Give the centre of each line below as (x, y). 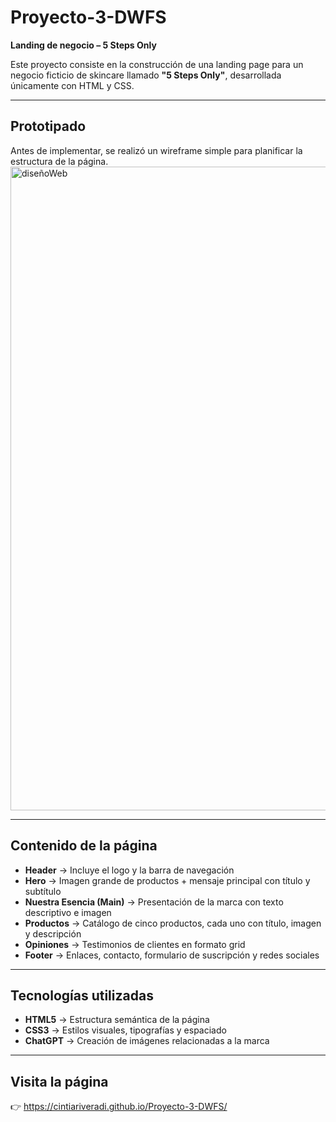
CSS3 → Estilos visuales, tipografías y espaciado (125, 1030)
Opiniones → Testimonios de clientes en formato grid (135, 944)
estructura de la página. (59, 161)
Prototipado (48, 126)
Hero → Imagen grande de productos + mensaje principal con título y (167, 880)
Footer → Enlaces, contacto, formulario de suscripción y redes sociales (172, 955)
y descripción (53, 933)
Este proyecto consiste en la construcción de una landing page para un (157, 64)
